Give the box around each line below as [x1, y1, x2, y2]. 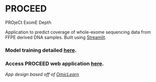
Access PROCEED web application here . [5, 60, 104, 67]
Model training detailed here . [5, 47, 77, 54]
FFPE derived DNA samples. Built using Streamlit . [5, 34, 107, 40]
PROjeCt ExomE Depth [5, 19, 51, 25]
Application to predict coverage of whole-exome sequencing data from [5, 29, 151, 35]
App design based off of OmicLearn [5, 72, 79, 78]
